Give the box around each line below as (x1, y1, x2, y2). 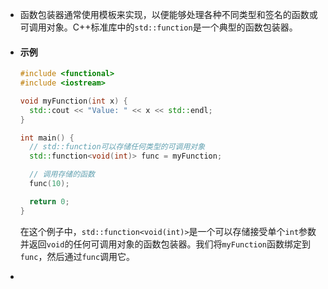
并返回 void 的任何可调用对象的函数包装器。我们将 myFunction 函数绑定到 (19, 238, 312, 250)
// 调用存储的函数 (29, 169, 95, 180)
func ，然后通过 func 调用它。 (19, 250, 136, 262)
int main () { (19, 133, 75, 143)
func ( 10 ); (29, 179, 70, 189)
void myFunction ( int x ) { (19, 96, 128, 106)
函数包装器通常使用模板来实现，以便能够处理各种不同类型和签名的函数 (19, 9, 310, 20)
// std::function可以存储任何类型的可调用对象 (29, 142, 206, 152)
